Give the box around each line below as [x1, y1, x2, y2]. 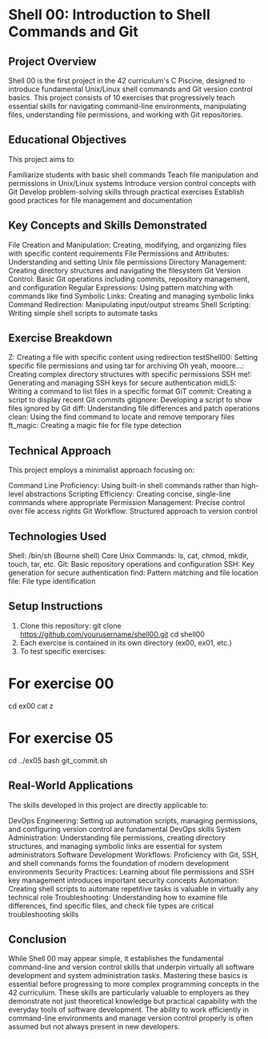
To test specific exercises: [19, 646, 106, 656]
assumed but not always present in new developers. [8, 1022, 180, 1032]
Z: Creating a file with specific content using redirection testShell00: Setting [8, 353, 258, 362]
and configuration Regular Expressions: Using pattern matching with [8, 282, 234, 292]
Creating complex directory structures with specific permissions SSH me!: [8, 370, 252, 379]
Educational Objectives [8, 133, 126, 147]
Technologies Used [8, 529, 106, 543]
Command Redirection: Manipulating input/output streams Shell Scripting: [8, 299, 251, 309]
